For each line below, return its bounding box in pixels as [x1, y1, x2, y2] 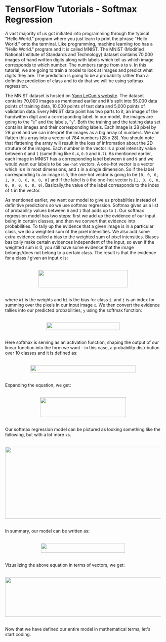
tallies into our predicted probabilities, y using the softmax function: [5, 307, 142, 313]
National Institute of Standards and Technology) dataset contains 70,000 [5, 51, 153, 57]
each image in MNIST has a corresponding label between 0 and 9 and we [5, 156, 154, 161]
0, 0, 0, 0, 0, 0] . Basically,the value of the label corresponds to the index [5, 182, 160, 188]
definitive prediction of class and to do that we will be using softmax [5, 78, 144, 84]
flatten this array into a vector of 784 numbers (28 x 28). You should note [5, 135, 154, 141]
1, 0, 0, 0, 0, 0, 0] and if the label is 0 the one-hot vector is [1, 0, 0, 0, [5, 177, 161, 183]
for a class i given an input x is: [5, 255, 68, 261]
